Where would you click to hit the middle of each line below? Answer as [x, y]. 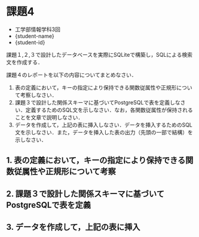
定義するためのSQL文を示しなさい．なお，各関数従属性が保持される [109, 110]
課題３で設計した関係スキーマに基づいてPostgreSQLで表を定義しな [97, 102]
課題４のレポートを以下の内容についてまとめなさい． [71, 75]
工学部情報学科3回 [38, 29]
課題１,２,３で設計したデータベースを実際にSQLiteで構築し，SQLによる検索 [99, 54]
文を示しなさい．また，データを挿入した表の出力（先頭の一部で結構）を [104, 132]
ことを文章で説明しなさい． [49, 117]
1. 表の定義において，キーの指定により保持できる [96, 160]
